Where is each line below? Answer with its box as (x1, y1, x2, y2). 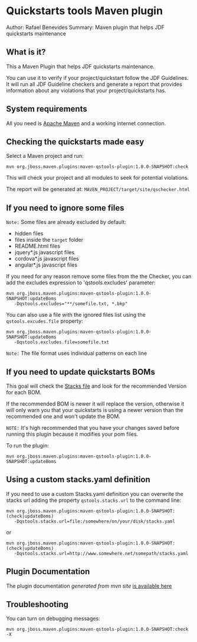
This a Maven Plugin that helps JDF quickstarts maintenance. (6, 63, 155, 70)
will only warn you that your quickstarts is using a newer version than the (6, 407, 183, 413)
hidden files (14, 230, 44, 237)
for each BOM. (6, 389, 42, 395)
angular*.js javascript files (14, 261, 78, 268)
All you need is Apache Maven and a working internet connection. (6, 119, 166, 127)
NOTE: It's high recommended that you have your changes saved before (6, 424, 180, 431)
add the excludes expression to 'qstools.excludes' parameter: (6, 279, 156, 286)
